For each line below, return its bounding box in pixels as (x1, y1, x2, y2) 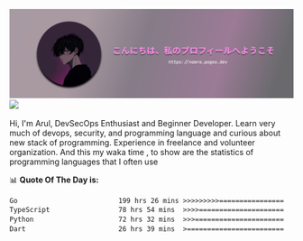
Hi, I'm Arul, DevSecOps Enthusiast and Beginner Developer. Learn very (9, 117, 276, 128)
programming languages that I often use (9, 156, 159, 167)
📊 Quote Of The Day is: (9, 174, 99, 185)
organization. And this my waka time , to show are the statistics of (9, 146, 254, 157)
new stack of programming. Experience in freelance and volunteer (9, 136, 255, 148)
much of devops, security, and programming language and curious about (9, 127, 281, 138)
